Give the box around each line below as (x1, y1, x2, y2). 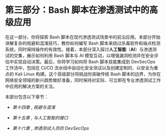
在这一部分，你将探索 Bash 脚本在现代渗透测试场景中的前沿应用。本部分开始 (5, 34, 161, 40)
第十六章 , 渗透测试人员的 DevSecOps (12, 125, 89, 131)
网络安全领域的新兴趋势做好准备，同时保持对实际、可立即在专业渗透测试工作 (5, 77, 161, 83)
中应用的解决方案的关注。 (5, 83, 57, 89)
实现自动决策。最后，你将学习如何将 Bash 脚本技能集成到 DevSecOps (13, 59, 156, 65)
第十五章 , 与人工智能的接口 (12, 114, 68, 121)
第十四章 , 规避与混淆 (12, 104, 55, 110)
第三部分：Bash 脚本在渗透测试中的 (5, 4, 150, 16)
